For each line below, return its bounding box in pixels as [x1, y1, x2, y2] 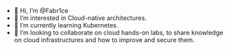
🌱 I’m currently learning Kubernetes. [13, 21, 119, 29]
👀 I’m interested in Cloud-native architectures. [13, 14, 147, 22]
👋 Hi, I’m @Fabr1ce [13, 7, 69, 14]
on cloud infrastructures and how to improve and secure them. [13, 36, 195, 44]
